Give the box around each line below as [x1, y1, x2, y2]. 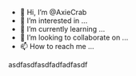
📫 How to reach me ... [19, 42, 94, 51]
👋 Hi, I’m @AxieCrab [19, 8, 87, 17]
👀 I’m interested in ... [19, 16, 88, 25]
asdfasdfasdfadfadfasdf [8, 60, 88, 69]
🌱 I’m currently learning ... [19, 25, 106, 33]
